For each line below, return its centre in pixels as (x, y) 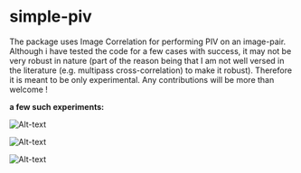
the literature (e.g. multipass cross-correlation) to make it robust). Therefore (150, 70)
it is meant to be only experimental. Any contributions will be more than (142, 79)
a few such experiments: (57, 106)
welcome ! (28, 89)
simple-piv (51, 17)
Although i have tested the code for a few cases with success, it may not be (150, 50)
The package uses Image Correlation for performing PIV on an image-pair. (148, 41)
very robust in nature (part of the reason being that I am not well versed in (147, 60)
